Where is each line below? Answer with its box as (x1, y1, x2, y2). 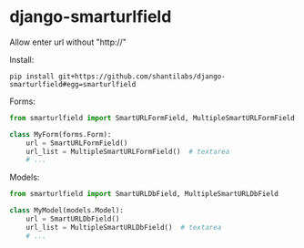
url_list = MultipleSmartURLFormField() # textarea (25, 147, 230, 156)
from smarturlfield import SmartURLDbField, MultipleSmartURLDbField (9, 190, 279, 199)
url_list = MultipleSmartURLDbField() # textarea (25, 222, 222, 232)
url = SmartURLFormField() (25, 139, 128, 148)
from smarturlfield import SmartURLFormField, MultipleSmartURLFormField (9, 113, 296, 122)
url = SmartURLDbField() (25, 214, 120, 224)
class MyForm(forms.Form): (9, 129, 112, 139)
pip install (9, 71, 55, 81)
